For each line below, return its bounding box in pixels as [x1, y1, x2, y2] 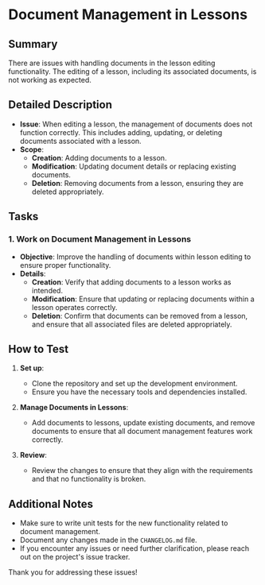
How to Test [8, 342, 69, 355]
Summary [8, 37, 58, 51]
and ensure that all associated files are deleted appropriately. [31, 320, 232, 329]
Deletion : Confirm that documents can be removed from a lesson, [31, 311, 248, 320]
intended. [31, 285, 64, 295]
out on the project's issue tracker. [19, 552, 131, 562]
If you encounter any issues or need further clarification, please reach [19, 544, 249, 553]
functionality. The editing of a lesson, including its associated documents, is [8, 67, 257, 76]
